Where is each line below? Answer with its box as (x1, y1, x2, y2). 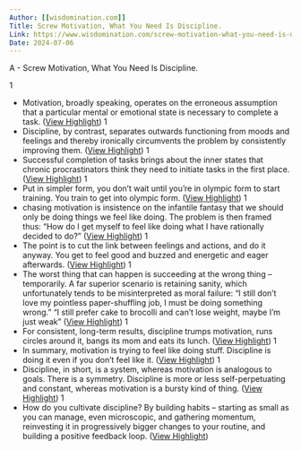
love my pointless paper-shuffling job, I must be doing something (21, 298, 262, 308)
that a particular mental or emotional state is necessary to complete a (21, 107, 279, 117)
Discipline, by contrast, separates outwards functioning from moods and (21, 126, 290, 137)
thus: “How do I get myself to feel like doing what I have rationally (21, 221, 264, 232)
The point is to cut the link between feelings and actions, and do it (21, 240, 266, 251)
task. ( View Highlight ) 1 (21, 117, 107, 127)
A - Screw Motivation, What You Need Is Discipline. (9, 63, 199, 74)
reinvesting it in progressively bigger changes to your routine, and (21, 421, 266, 432)
